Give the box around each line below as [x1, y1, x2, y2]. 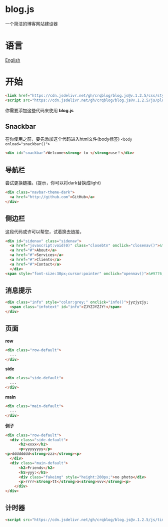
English [5, 57, 20, 63]
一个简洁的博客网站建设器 [5, 21, 58, 27]
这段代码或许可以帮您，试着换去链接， [5, 228, 84, 234]
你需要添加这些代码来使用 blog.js [5, 107, 74, 113]
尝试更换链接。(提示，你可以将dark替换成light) [5, 180, 101, 186]
